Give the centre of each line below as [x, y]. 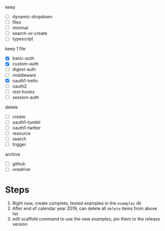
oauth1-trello [25, 80]
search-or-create [30, 33]
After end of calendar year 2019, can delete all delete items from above [85, 208]
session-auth [26, 97]
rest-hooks [23, 92]
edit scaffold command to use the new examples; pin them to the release [86, 219]
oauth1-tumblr [26, 122]
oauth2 [19, 86]
